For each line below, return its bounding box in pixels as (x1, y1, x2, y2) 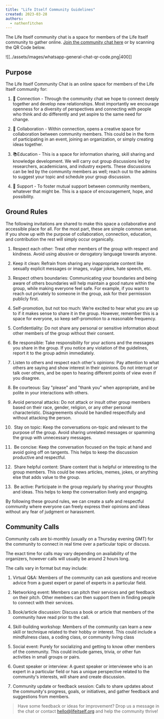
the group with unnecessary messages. (12, 434, 92, 440)
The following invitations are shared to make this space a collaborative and (5, 221, 156, 226)
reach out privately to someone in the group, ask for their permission (12, 290, 151, 296)
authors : (5, 16, 23, 21)
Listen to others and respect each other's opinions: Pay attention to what (12, 359, 159, 365)
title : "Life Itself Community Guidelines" (5, 7, 96, 12)
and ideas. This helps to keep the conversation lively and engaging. (12, 489, 148, 494)
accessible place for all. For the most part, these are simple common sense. (5, 226, 158, 232)
